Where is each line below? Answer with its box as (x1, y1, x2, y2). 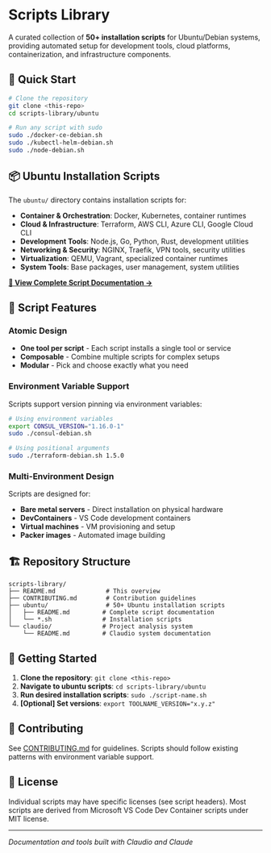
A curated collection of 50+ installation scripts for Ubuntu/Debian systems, (8, 32, 261, 42)
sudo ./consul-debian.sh (8, 430, 92, 438)
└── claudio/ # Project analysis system (8, 622, 194, 630)
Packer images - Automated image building (19, 531, 165, 540)
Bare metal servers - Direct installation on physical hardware (19, 505, 223, 514)
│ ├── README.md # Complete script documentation (8, 609, 215, 617)
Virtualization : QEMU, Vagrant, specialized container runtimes (19, 253, 228, 263)
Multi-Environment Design (8, 470, 115, 481)
